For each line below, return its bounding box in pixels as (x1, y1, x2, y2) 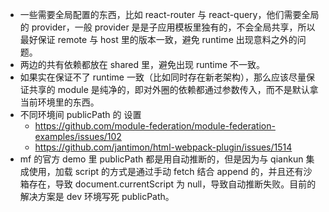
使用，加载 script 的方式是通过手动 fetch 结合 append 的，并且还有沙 (28, 166, 313, 177)
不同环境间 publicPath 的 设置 (19, 109, 142, 120)
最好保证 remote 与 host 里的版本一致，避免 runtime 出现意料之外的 (19, 34, 298, 45)
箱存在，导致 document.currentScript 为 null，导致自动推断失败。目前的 (19, 178, 317, 190)
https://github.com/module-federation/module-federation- (34, 120, 276, 132)
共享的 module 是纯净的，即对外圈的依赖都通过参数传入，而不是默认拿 (28, 84, 319, 95)
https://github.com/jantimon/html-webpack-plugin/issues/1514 (34, 141, 293, 153)
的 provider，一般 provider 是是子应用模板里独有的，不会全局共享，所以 (19, 21, 316, 33)
